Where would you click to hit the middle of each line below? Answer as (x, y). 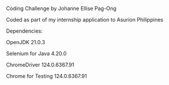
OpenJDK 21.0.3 (26, 42)
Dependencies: (24, 31)
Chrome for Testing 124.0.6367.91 (46, 76)
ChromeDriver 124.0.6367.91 (40, 65)
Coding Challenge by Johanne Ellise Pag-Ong (61, 8)
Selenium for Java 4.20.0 (36, 54)
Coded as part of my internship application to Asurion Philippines (85, 20)
